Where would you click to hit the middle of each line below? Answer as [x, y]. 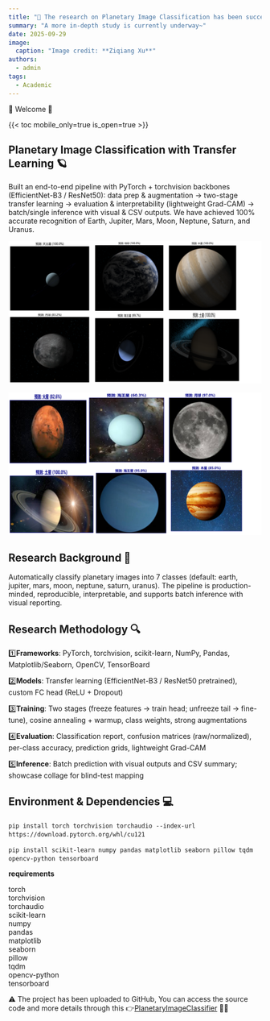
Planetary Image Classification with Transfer [123, 150]
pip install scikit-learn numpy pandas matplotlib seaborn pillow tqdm [131, 850]
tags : [17, 77]
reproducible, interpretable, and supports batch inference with [140, 594]
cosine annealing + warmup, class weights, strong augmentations [138, 720]
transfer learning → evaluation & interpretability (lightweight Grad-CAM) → [131, 204]
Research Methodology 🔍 [74, 629]
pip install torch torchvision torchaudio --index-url [102, 826]
